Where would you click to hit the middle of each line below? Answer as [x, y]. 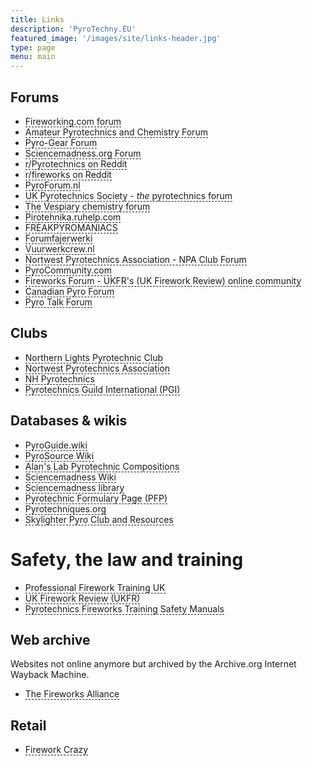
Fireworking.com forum [73, 121]
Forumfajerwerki [58, 238]
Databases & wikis [69, 421]
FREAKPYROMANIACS [71, 227]
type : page [33, 47]
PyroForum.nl [52, 185]
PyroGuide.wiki [56, 445]
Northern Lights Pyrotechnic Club [94, 357]
